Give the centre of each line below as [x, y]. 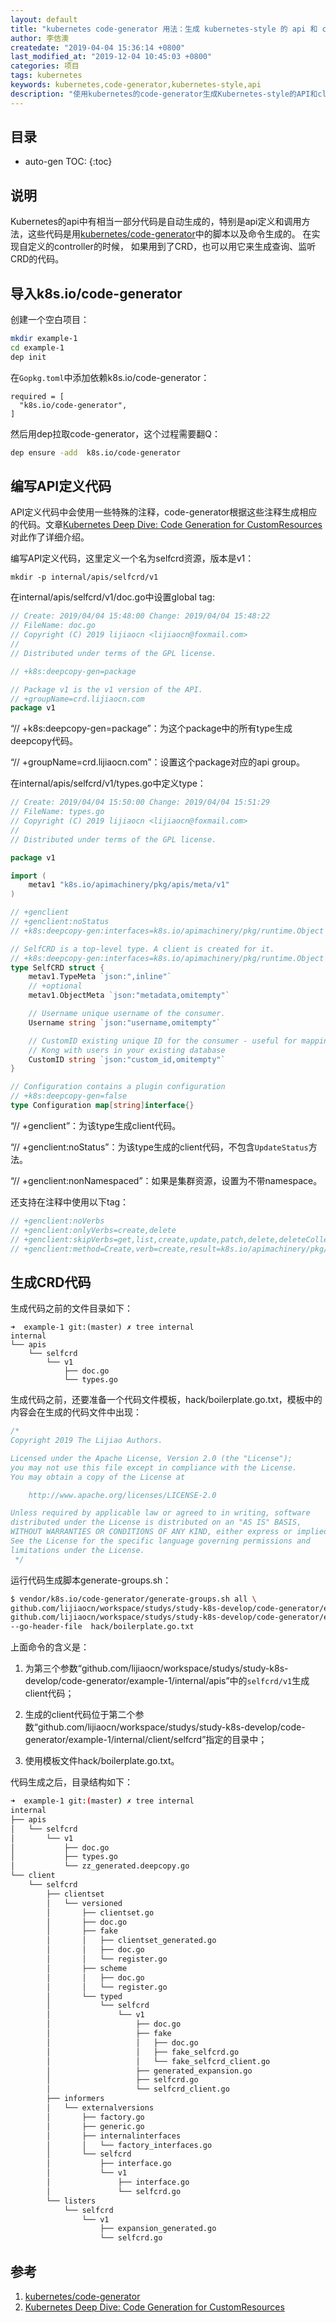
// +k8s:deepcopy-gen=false [69, 1096]
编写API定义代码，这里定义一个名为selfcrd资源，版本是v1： [132, 558]
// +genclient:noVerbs [57, 1221]
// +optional [55, 986]
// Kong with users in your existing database [127, 1050]
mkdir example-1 [44, 339]
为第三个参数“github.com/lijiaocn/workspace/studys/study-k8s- [156, 1668]
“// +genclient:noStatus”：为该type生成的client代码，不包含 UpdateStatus [159, 1147]
